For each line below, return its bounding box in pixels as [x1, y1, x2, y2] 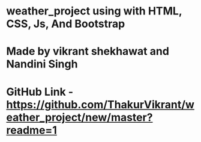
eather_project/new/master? [6, 110, 153, 124]
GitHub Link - [6, 85, 74, 99]
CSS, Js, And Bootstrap [6, 17, 125, 31]
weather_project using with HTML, [6, 4, 182, 18]
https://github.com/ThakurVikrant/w [6, 97, 195, 111]
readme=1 [6, 123, 57, 137]
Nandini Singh [6, 57, 78, 71]
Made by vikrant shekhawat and [6, 45, 170, 58]
